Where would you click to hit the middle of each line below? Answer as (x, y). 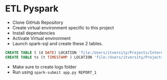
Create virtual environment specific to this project (63, 27)
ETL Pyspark (32, 9)
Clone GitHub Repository (38, 22)
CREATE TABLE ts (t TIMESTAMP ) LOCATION (49, 57)
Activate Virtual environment (42, 38)
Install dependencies (34, 33)
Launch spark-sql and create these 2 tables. (57, 43)
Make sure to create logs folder (44, 67)
